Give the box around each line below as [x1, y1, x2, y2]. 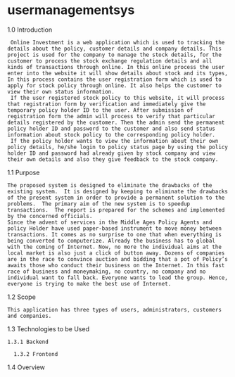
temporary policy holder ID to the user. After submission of [7, 106, 193, 114]
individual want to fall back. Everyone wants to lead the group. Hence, [7, 274, 229, 281]
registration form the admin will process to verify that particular [7, 113, 216, 120]
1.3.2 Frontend [13, 350, 58, 357]
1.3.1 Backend [7, 338, 49, 345]
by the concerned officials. [7, 212, 93, 219]
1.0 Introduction [7, 25, 53, 34]
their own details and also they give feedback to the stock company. [7, 155, 219, 163]
